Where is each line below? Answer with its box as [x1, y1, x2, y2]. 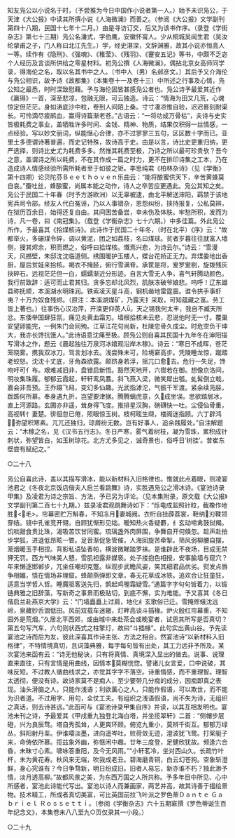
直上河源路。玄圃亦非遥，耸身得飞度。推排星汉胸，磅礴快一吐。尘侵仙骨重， [7, 401, 228, 409]
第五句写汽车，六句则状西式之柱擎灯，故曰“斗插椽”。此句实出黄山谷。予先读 [7, 624, 227, 632]
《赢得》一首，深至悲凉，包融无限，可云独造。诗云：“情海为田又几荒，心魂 [7, 94, 225, 102]
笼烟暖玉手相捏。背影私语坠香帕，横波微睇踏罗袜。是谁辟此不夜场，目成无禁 [7, 545, 228, 553]
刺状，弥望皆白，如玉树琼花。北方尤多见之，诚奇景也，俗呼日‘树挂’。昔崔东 [7, 436, 225, 444]
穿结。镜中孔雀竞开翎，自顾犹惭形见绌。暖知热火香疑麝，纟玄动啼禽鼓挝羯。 [7, 519, 228, 526]
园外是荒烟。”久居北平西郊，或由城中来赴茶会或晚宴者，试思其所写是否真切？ [7, 615, 228, 623]
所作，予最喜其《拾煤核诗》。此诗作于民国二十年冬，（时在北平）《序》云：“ [7, 225, 222, 234]
